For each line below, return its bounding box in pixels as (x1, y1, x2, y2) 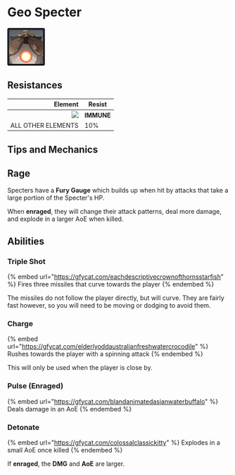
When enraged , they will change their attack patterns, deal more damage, (7, 208, 222, 216)
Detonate (7, 422, 40, 432)
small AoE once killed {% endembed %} (7, 446, 123, 455)
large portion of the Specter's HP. (7, 193, 105, 202)
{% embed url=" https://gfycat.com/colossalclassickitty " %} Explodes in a (7, 438, 220, 447)
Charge (7, 319, 34, 329)
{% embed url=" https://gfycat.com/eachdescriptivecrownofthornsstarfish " (7, 272, 224, 281)
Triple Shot (7, 256, 46, 266)
